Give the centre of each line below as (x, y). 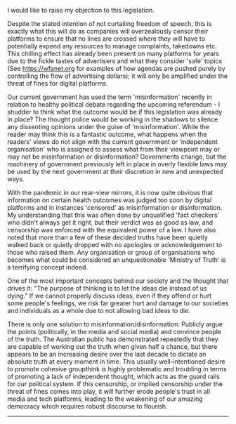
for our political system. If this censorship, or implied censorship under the (115, 384)
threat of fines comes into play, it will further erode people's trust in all (109, 391)
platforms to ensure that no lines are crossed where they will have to (106, 39)
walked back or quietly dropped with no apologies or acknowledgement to (115, 245)
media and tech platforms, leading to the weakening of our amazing (105, 399)
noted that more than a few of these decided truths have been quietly (108, 237)
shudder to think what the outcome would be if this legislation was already (115, 112)
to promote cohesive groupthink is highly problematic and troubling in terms (117, 369)
